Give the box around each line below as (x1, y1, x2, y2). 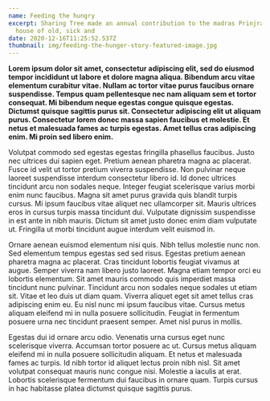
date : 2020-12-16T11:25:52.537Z (8, 34, 117, 43)
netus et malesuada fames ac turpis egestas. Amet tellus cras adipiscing (8, 124, 256, 133)
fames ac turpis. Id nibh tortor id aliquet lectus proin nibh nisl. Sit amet (8, 358, 241, 368)
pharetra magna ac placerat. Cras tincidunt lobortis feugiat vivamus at (8, 257, 240, 267)
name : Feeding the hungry (8, 11, 95, 20)
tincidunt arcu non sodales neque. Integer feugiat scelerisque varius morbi (8, 182, 256, 191)
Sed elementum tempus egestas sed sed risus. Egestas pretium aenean (8, 248, 246, 258)
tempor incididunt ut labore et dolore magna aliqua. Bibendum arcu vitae (8, 72, 256, 82)
